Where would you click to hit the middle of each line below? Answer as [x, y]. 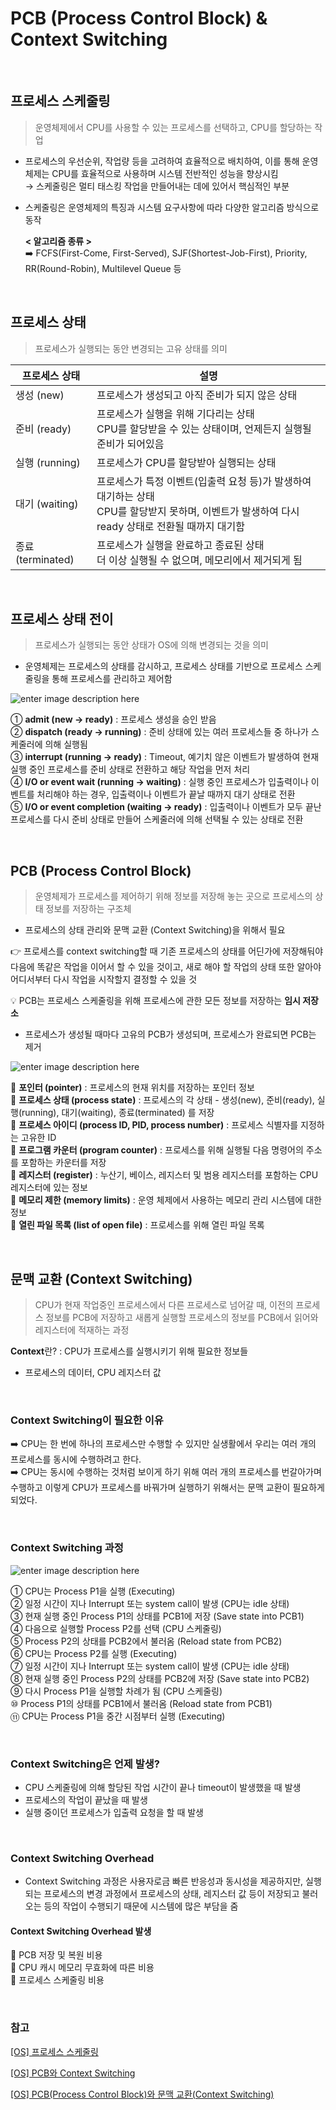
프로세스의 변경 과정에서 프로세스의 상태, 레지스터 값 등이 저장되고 [171, 1894]
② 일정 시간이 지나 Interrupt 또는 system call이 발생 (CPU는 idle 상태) [150, 1603]
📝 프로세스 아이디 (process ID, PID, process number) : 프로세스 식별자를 [154, 1125]
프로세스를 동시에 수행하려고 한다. [76, 1459]
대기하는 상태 [125, 496]
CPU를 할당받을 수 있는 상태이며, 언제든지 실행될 [204, 429]
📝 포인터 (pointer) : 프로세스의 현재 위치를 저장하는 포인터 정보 [132, 1088]
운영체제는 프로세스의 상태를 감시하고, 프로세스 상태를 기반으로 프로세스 [163, 666]
